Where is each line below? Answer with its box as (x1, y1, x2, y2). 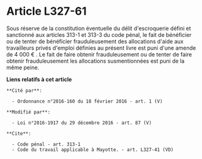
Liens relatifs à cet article (6, 76, 72, 83)
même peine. (6, 63, 40, 71)
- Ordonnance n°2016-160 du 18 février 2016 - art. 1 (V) (12, 98, 163, 104)
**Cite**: (6, 130, 32, 136)
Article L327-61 (6, 4, 87, 18)
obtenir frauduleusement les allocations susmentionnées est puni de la (6, 57, 185, 64)
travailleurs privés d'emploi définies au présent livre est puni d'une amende (6, 44, 196, 52)
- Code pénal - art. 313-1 (12, 141, 81, 147)
